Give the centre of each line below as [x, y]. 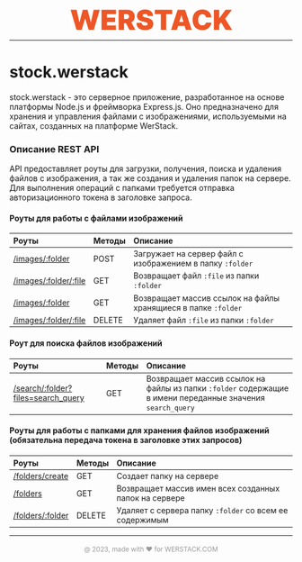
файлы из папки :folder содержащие [218, 388]
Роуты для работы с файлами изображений [96, 218]
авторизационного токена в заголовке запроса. [101, 197]
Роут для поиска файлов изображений [86, 343]
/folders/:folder [41, 515]
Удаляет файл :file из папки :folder [204, 320]
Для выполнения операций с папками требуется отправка [122, 188]
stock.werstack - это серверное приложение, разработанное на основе [147, 97]
